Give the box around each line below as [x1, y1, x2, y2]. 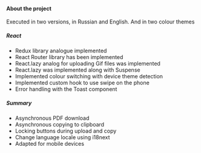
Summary [6, 99, 32, 107]
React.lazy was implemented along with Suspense [15, 66, 140, 73]
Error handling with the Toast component [15, 86, 117, 93]
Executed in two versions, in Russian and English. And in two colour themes [6, 18, 195, 25]
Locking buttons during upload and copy [15, 127, 117, 135]
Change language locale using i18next [15, 134, 110, 141]
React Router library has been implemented [15, 54, 124, 61]
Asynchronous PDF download [15, 114, 90, 122]
